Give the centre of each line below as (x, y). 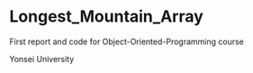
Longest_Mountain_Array (107, 17)
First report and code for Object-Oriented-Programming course (127, 41)
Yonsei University (42, 59)
